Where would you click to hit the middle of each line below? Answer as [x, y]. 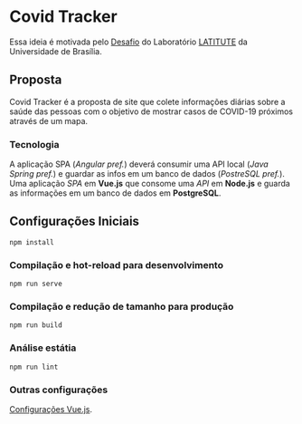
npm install [32, 242]
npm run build [36, 325]
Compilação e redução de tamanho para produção [122, 307]
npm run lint [34, 367]
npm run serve [36, 284]
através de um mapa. [49, 120]
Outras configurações [59, 390]
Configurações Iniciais [75, 222]
